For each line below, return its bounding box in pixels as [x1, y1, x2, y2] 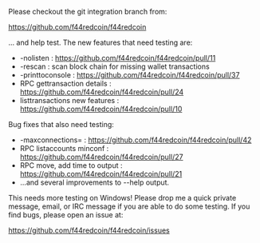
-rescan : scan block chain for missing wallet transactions [19, 62, 210, 71]
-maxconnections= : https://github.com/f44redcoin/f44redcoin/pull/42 [19, 135, 252, 145]
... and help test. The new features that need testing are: [8, 38, 193, 47]
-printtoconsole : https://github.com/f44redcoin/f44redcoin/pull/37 [19, 70, 240, 79]
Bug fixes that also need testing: [8, 120, 114, 129]
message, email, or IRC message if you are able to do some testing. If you [8, 201, 250, 211]
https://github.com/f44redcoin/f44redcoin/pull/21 [19, 169, 183, 178]
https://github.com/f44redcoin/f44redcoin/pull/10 [19, 104, 183, 114]
